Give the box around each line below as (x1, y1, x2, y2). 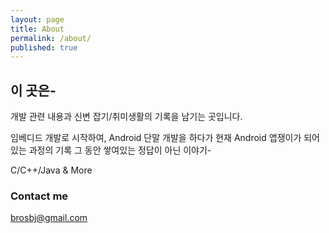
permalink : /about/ (10, 33, 92, 43)
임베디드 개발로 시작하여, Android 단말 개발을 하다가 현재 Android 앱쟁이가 (10, 132, 302, 144)
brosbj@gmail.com (10, 212, 88, 224)
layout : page (10, 14, 65, 25)
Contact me (10, 189, 69, 203)
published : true (10, 42, 78, 53)
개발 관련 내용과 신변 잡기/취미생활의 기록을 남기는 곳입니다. (10, 111, 243, 123)
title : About (10, 24, 65, 34)
